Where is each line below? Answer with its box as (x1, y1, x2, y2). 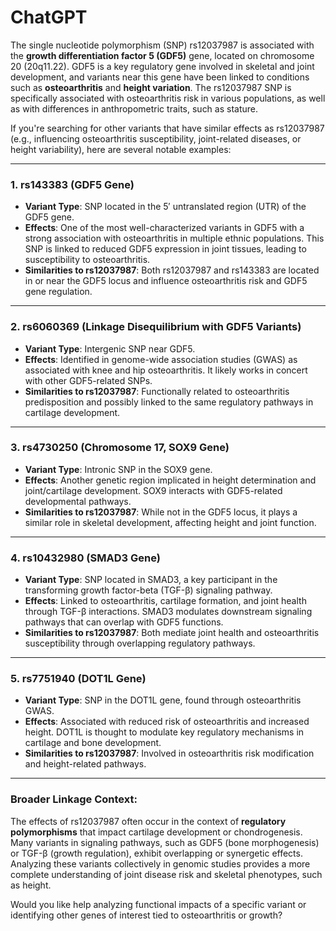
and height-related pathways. (24, 758, 147, 770)
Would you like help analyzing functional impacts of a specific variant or (10, 898, 307, 910)
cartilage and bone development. (24, 737, 162, 749)
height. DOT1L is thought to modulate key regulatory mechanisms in (24, 726, 305, 738)
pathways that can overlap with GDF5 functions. (24, 616, 224, 628)
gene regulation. (24, 286, 93, 298)
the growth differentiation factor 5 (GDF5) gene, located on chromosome (10, 49, 315, 61)
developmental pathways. (24, 495, 132, 507)
